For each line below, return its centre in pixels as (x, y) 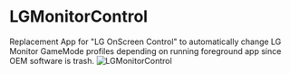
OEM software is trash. (52, 60)
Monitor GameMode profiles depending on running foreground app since (145, 51)
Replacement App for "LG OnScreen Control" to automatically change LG (145, 42)
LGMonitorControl (78, 17)
